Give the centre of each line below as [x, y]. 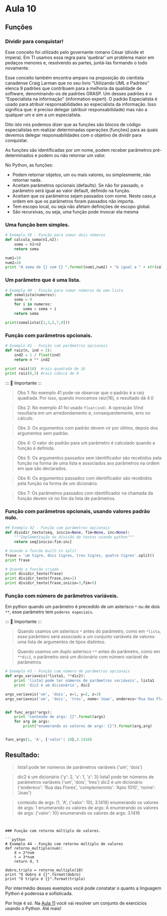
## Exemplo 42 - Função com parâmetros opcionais [58, 528]
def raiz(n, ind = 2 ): [29, 350]
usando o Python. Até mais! [33, 908]
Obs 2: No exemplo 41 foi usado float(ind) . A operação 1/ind [80, 408]
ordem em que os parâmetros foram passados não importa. [73, 201]
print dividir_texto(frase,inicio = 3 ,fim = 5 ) [51, 583]
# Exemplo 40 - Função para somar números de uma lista [64, 290]
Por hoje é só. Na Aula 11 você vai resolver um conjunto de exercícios [76, 903]
